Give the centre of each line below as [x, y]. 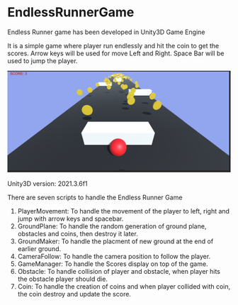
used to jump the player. [42, 60]
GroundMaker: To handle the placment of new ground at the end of [115, 241]
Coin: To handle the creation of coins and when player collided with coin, [124, 286]
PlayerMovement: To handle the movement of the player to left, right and [124, 211]
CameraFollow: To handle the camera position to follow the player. [114, 256]
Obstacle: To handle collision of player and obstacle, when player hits [119, 271]
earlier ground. [39, 248]
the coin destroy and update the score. [74, 294]
